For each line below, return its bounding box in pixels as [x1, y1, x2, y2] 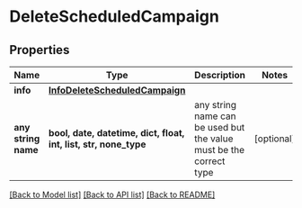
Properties [9, 42, 70, 58]
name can [194, 110, 236, 122]
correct [194, 155, 226, 167]
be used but [194, 122, 245, 133]
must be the [194, 144, 245, 156]
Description [194, 69, 245, 81]
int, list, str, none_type [48, 138, 147, 150]
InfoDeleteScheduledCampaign [48, 84, 186, 96]
